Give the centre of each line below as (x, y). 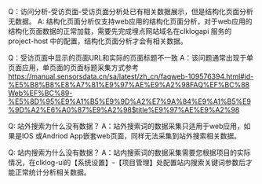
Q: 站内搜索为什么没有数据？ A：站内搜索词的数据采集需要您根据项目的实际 (129, 153)
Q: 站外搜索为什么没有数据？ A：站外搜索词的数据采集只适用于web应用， (126, 126)
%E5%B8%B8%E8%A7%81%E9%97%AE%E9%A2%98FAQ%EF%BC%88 (129, 85)
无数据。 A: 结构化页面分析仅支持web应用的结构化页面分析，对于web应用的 (130, 21)
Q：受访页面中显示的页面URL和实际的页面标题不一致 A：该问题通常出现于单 (131, 58)
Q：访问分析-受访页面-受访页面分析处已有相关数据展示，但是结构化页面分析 (131, 11)
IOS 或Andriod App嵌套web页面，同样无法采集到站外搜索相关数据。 (131, 136)
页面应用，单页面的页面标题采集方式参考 (73, 68)
